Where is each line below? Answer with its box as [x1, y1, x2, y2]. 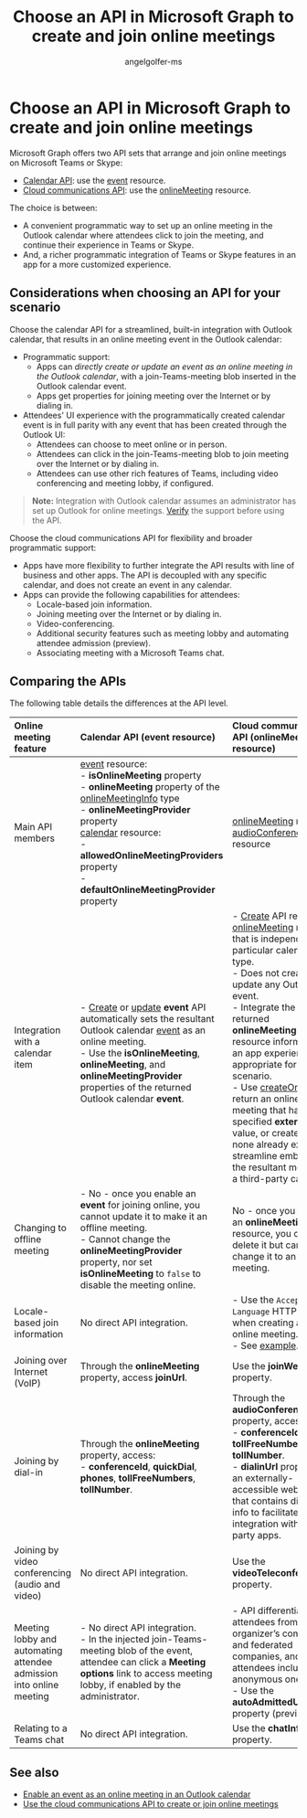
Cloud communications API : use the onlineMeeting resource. [22, 185, 251, 196]
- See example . [232, 1339, 299, 1352]
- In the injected [79, 1633, 150, 1646]
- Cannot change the [79, 1233, 171, 1246]
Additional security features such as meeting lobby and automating [36, 628, 290, 639]
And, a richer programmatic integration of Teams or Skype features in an [22, 249, 297, 260]
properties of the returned [79, 1081, 192, 1094]
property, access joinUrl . [79, 1371, 187, 1384]
